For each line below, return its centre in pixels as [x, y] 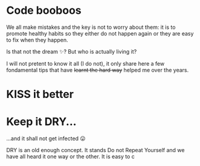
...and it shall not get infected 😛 [46, 138]
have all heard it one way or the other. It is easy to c [70, 156]
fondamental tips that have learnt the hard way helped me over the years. [98, 70]
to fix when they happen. [37, 40]
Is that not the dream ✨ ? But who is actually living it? [72, 51]
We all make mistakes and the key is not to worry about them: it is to [91, 27]
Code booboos [44, 11]
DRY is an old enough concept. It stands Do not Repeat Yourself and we [95, 150]
